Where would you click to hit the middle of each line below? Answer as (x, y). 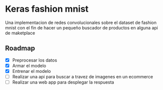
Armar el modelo (29, 66)
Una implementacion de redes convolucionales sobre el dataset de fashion (81, 22)
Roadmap (20, 48)
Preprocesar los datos (35, 60)
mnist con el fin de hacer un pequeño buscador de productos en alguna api (82, 27)
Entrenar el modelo (32, 71)
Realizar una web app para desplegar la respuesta (63, 82)
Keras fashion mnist (47, 9)
